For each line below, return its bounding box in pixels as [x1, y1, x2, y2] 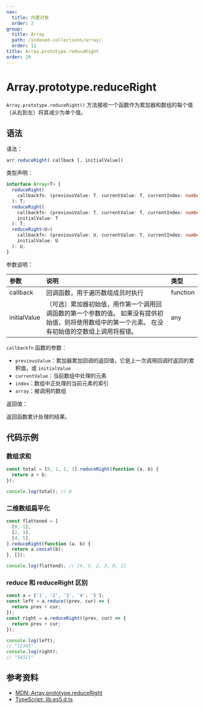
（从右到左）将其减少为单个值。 [6, 109, 86, 116]
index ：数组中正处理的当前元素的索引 [15, 379, 109, 387]
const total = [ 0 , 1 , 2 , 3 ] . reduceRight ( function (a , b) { [6, 466, 159, 472]
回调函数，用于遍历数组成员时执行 [46, 288, 144, 297]
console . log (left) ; [6, 637, 56, 643]
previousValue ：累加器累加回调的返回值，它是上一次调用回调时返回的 [15, 356, 189, 364]
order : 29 [6, 54, 32, 60]
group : [6, 25, 23, 32]
